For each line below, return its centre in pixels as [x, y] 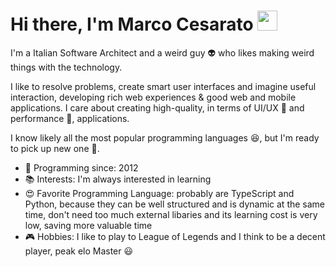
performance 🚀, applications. [70, 118]
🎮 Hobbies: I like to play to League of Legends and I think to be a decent [175, 236]
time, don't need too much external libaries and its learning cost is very [171, 214]
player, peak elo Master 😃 [79, 251]
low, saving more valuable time [88, 225]
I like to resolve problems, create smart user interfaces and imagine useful [163, 86]
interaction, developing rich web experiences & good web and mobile [153, 97]
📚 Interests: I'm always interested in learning [118, 179]
